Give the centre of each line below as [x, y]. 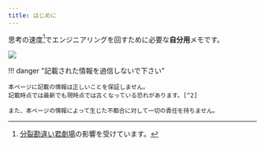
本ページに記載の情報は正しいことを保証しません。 [78, 88]
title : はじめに [32, 15]
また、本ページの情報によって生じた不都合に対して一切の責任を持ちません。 [114, 111]
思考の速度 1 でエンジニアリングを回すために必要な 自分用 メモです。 [116, 39]
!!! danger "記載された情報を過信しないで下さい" [87, 71]
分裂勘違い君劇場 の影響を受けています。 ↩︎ [89, 134]
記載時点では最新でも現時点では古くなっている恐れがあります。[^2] [103, 95]
